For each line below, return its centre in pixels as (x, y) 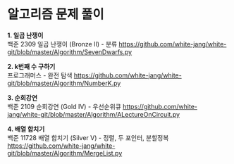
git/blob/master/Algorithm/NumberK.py (64, 83)
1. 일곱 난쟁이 (25, 35)
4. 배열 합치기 (26, 129)
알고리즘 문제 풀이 (56, 14)
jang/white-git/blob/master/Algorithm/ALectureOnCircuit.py (94, 114)
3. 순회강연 (22, 97)
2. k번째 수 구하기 (31, 66)
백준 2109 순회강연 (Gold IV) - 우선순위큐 (64, 106)
